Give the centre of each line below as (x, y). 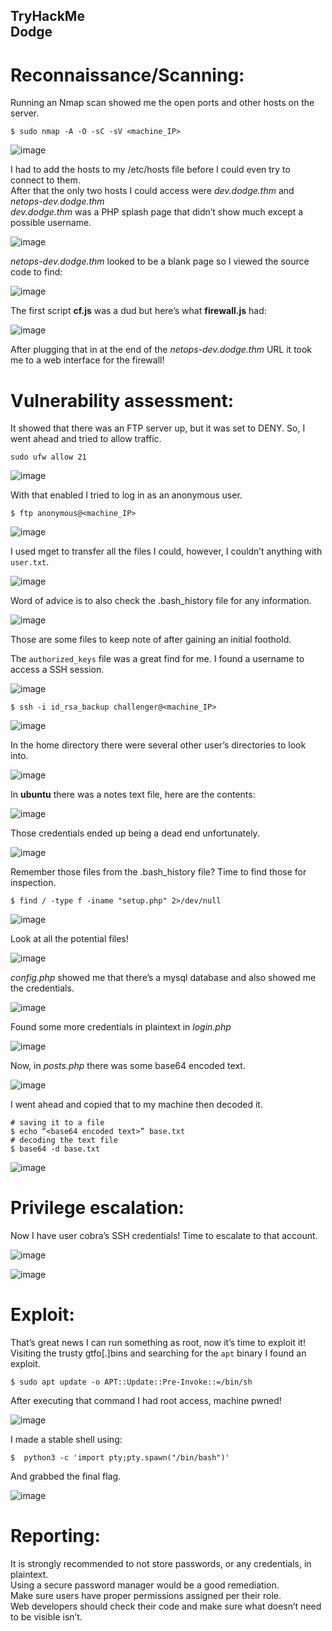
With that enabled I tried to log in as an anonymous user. (126, 495)
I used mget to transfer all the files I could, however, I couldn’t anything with (166, 551)
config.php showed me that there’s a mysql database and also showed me (163, 978)
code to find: (36, 272)
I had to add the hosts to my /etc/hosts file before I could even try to (150, 170)
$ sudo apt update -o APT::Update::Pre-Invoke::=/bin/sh (131, 1382)
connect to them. (45, 180)
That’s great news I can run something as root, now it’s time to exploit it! (158, 1343)
